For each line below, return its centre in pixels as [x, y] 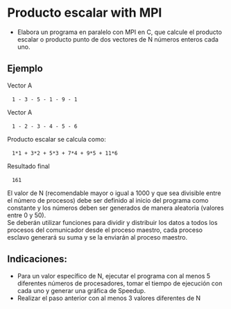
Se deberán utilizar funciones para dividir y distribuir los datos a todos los [112, 222]
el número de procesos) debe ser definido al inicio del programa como [108, 200]
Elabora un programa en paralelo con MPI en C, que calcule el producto [119, 32]
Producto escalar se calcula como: [57, 139]
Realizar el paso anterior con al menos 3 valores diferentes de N [109, 298]
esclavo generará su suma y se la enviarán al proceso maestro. [97, 237]
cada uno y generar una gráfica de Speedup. [81, 290]
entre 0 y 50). [27, 215]
